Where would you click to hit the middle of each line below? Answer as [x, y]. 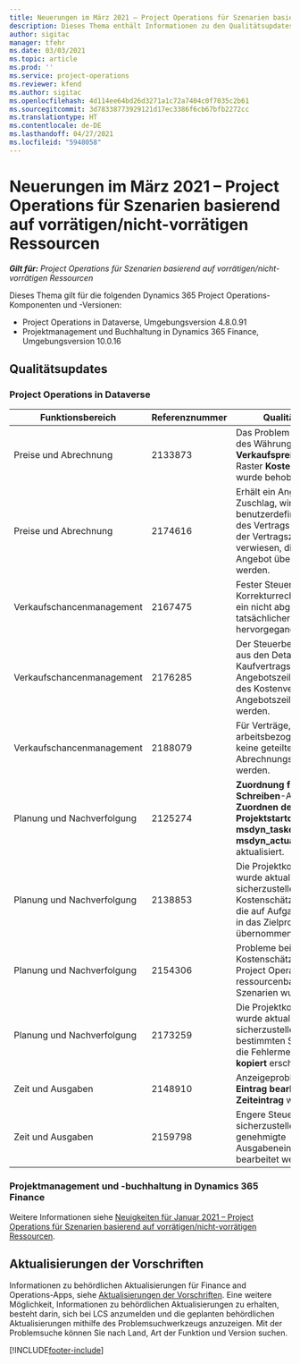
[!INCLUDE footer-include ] [57, 1351]
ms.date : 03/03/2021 [48, 51]
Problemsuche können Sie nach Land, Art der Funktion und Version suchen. [149, 1333]
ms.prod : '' [31, 68]
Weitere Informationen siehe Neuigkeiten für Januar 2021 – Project [132, 1216]
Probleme [256, 948]
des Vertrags [263, 526]
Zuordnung [260, 785]
